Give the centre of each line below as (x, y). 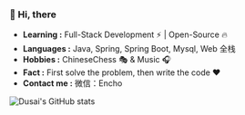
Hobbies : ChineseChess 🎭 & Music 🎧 (97, 60)
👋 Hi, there (33, 14)
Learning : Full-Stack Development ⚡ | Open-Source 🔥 (125, 34)
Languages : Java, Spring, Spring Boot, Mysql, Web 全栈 (129, 49)
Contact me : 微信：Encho (72, 83)
